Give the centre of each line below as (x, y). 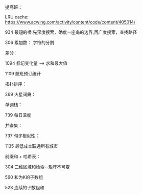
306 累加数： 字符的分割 (30, 42)
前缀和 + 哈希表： (23, 156)
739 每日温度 (18, 115)
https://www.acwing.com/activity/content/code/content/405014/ (70, 22)
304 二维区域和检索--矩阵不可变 (37, 167)
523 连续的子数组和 (25, 187)
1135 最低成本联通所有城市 (32, 146)
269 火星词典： (20, 94)
